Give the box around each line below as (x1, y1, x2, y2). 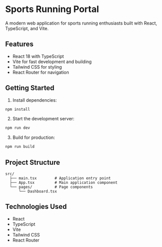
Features (5, 40, 34, 49)
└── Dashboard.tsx (18, 189, 57, 194)
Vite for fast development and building (12, 59, 92, 65)
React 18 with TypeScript (12, 53, 64, 59)
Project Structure (5, 158, 60, 166)
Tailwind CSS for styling (12, 64, 62, 70)
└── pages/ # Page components (10, 184, 93, 189)
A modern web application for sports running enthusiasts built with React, (5, 20, 157, 26)
